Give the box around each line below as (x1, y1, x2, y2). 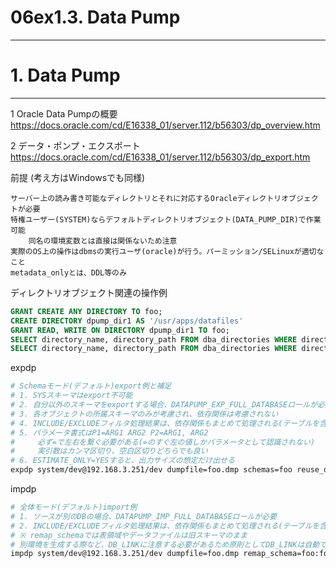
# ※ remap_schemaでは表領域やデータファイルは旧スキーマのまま (10, 530, 248, 540)
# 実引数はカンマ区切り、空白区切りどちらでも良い (10, 446, 208, 456)
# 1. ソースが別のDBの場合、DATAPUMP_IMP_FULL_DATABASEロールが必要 (10, 511, 277, 521)
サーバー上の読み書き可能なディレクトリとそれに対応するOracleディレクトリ (10, 193, 282, 203)
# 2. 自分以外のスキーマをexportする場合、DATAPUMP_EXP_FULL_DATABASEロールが (10, 400, 318, 410)
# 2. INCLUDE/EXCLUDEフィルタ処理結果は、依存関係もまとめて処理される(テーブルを (10, 521, 320, 531)
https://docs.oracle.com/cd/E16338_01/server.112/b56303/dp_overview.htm (10, 119, 321, 131)
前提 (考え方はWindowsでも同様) (10, 171, 146, 183)
